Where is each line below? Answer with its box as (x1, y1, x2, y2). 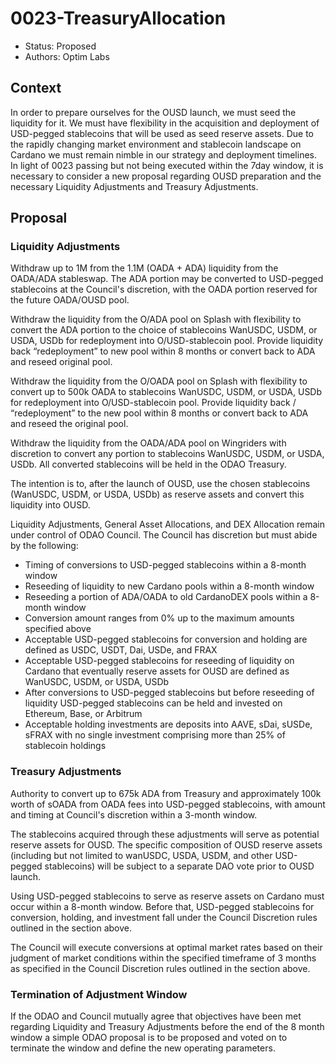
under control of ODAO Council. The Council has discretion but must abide (10, 529, 318, 541)
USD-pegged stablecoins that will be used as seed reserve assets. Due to (10, 127, 315, 139)
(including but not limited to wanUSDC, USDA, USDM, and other (10, 849, 273, 861)
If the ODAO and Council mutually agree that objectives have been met (10, 1010, 302, 1022)
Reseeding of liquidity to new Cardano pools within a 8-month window (24, 580, 315, 592)
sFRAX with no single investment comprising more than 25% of (24, 729, 286, 741)
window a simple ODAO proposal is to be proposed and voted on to (10, 1032, 288, 1044)
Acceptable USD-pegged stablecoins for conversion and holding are (24, 633, 308, 646)
